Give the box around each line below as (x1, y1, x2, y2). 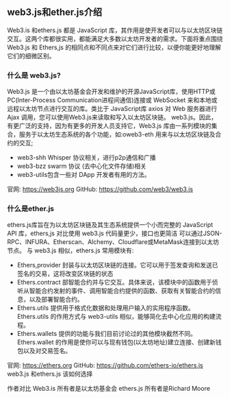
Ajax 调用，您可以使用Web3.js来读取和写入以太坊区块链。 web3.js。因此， (7, 113, 218, 121)
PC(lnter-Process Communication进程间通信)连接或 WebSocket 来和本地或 (7, 96, 218, 104)
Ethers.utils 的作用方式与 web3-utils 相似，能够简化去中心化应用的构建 (16, 313, 216, 321)
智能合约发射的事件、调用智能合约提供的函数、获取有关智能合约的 (29, 287, 216, 295)
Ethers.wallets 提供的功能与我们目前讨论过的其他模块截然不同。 (16, 330, 196, 338)
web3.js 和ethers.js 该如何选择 (7, 370, 93, 378)
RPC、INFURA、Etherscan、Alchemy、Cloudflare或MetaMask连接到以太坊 (7, 238, 220, 246)
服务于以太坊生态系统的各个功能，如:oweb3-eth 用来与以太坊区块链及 (18, 130, 216, 138)
